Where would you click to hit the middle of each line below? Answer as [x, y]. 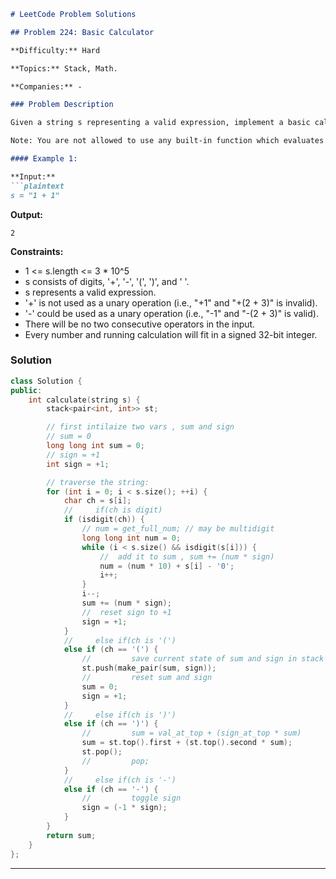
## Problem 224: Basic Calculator [82, 32]
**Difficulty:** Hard [55, 50]
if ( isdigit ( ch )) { [104, 520]
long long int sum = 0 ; [95, 446]
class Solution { [46, 381]
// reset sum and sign [147, 678]
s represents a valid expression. [90, 292]
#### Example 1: [44, 159]
